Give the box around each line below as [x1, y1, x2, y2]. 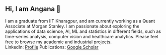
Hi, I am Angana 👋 [5, 5, 61, 13]
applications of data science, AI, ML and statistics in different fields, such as [5, 28, 161, 34]
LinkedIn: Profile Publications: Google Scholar [5, 44, 99, 50]
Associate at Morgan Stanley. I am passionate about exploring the [5, 23, 140, 29]
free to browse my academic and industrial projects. [5, 39, 112, 45]
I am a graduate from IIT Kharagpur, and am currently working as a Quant [5, 18, 155, 24]
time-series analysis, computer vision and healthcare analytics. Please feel [5, 33, 159, 39]
